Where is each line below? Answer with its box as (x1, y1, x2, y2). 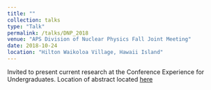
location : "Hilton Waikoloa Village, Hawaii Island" (7, 49, 164, 56)
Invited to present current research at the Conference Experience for (7, 67, 205, 76)
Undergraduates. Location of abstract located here (7, 75, 153, 83)
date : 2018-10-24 (7, 42, 58, 49)
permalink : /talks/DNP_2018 (7, 29, 89, 37)
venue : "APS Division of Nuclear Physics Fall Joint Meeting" (7, 36, 192, 43)
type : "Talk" (7, 23, 45, 30)
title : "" (7, 10, 36, 17)
